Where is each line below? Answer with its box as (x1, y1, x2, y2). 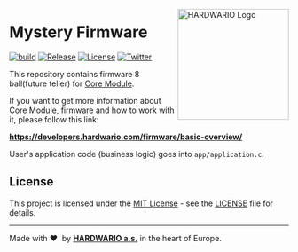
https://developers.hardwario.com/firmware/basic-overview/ (9, 131, 243, 142)
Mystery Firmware (9, 22, 148, 43)
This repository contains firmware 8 (9, 68, 140, 79)
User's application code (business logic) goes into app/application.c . (9, 148, 264, 159)
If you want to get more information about (9, 95, 161, 106)
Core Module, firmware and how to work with (9, 105, 175, 115)
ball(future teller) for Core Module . (9, 78, 135, 89)
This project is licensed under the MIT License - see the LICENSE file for (9, 198, 273, 209)
